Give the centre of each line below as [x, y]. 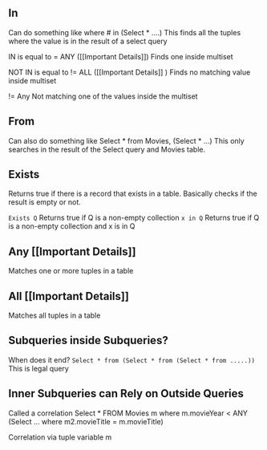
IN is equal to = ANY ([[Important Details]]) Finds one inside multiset [121, 56]
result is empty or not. [45, 202]
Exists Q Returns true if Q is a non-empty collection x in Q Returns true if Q [134, 218]
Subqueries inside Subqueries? [88, 341]
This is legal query [39, 368]
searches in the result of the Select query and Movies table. [107, 149]
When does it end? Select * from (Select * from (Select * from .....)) [132, 359]
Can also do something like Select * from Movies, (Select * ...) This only [126, 140]
